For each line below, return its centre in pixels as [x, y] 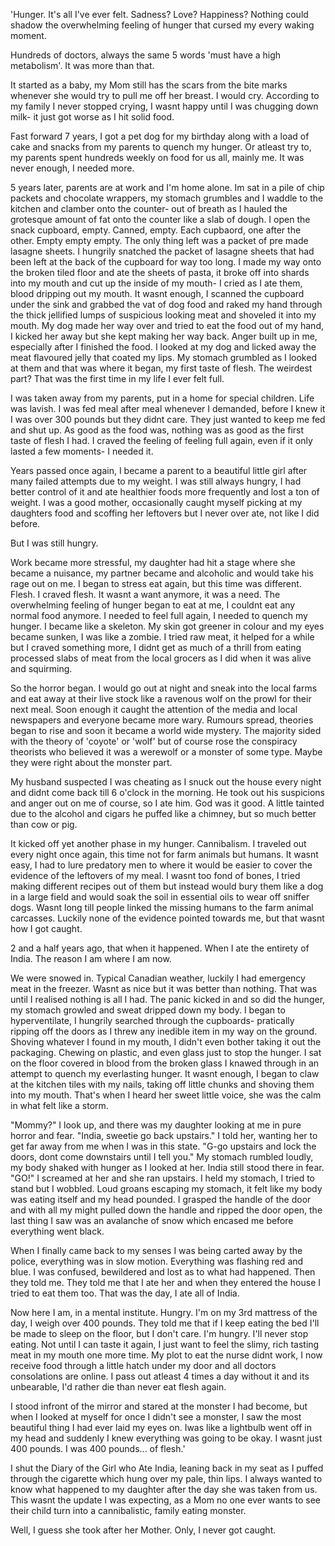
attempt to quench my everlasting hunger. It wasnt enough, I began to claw [165, 1073]
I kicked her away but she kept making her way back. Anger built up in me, [164, 336]
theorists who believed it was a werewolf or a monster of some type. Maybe [166, 752]
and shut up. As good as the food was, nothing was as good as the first [157, 430]
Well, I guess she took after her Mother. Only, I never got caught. [143, 1530]
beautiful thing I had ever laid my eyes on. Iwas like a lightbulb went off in [161, 1427]
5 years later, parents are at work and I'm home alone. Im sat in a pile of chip [167, 187]
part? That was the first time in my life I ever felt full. [117, 378]
